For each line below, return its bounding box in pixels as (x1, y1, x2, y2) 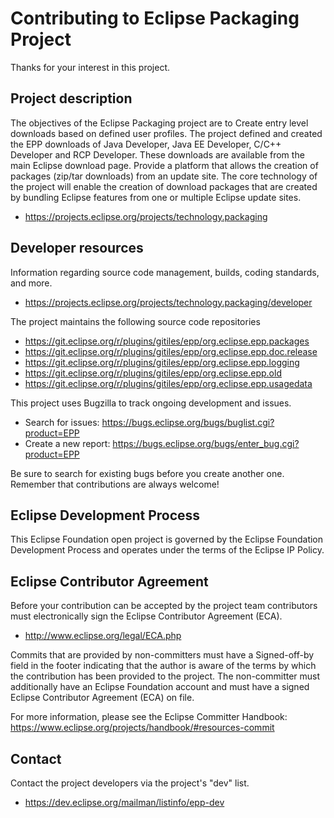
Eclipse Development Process (10, 507, 201, 524)
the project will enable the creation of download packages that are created (10, 180, 318, 192)
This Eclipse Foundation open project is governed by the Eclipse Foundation (10, 533, 324, 546)
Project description (10, 90, 133, 107)
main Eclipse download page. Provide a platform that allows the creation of (10, 159, 319, 171)
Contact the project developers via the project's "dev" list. (10, 777, 250, 789)
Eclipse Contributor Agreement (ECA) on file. (10, 692, 195, 704)
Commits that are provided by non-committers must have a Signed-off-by (10, 649, 315, 661)
